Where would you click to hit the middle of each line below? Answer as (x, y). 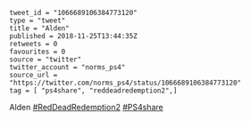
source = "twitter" (46, 60)
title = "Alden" (39, 28)
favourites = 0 (37, 52)
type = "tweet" (37, 20)
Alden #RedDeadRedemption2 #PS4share (86, 107)
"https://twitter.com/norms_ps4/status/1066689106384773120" (125, 83)
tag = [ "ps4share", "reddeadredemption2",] (93, 91)
